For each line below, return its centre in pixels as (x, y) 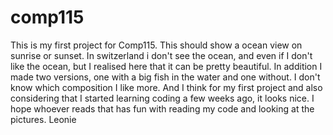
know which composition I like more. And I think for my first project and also (166, 87)
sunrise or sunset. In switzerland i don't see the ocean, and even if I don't (161, 55)
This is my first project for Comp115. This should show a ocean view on (156, 45)
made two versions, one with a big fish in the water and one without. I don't (165, 77)
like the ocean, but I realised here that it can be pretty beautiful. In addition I (166, 66)
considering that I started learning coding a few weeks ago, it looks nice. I (162, 98)
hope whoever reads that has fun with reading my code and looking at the (162, 108)
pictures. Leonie (43, 119)
